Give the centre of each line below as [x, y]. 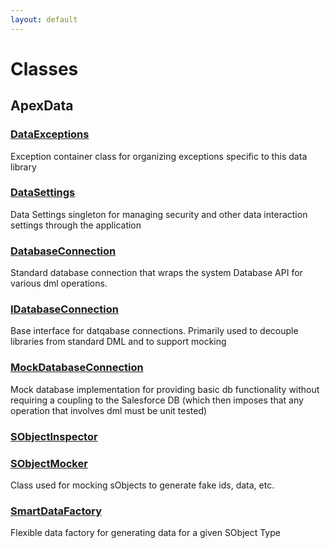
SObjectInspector [54, 436]
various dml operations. [59, 283]
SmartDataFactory [56, 511]
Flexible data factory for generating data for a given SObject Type [145, 533]
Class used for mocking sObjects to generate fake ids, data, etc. [142, 485]
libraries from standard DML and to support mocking [118, 342]
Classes [44, 68]
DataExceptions [50, 134]
